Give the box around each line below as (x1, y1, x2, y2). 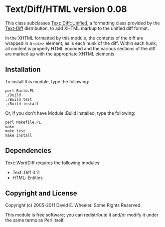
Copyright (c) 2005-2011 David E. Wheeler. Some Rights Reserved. (5, 202, 142, 208)
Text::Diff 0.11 (12, 169, 40, 175)
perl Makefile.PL (5, 120, 41, 125)
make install (5, 133, 32, 138)
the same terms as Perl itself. (5, 217, 65, 223)
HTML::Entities (12, 175, 43, 181)
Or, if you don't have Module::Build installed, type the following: (5, 110, 136, 116)
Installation (5, 65, 41, 74)
